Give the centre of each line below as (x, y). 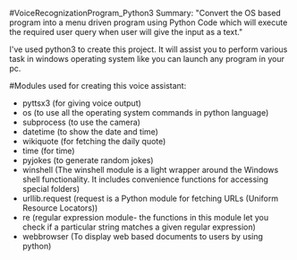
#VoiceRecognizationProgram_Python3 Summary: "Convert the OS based (145, 13)
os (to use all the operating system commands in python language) (145, 113)
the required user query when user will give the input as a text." (126, 32)
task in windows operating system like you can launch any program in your (147, 59)
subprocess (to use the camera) (81, 122)
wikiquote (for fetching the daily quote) (94, 141)
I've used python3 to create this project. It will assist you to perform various (148, 49)
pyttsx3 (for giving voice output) (81, 103)
